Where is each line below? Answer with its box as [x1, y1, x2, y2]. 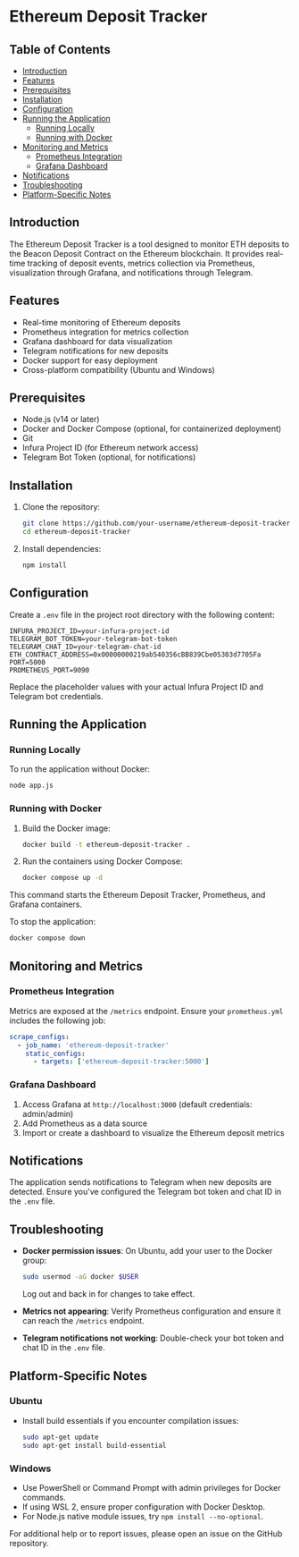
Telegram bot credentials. [9, 690, 104, 701]
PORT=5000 [9, 657, 46, 667]
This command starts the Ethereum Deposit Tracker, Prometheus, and [9, 890, 266, 901]
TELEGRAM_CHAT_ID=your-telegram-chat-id [9, 642, 162, 651]
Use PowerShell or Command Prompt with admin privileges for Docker [21, 1482, 281, 1493]
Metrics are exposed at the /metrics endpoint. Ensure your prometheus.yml [9, 1005, 284, 1016]
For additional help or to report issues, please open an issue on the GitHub [9, 1527, 283, 1539]
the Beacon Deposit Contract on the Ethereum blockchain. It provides [9, 248, 265, 258]
